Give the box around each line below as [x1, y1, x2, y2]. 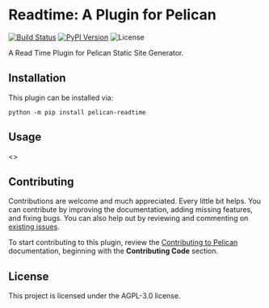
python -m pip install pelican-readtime [8, 108, 147, 116]
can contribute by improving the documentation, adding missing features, [8, 205, 253, 214]
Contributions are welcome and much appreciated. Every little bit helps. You [8, 196, 261, 206]
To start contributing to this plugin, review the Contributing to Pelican [8, 238, 238, 248]
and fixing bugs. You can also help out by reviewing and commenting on [8, 214, 249, 223]
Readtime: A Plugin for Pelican [8, 6, 216, 24]
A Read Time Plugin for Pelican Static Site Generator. [8, 48, 184, 57]
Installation [8, 71, 66, 85]
